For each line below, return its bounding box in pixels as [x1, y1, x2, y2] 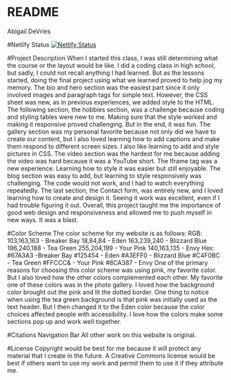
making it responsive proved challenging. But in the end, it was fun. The [7, 120, 211, 128]
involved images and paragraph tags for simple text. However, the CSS [7, 91, 208, 99]
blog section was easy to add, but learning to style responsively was [7, 171, 202, 180]
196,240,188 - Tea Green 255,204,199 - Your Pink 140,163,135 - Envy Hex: [7, 244, 215, 252]
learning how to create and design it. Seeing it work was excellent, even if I [7, 193, 220, 201]
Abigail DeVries [7, 27, 51, 35]
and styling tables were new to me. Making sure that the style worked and [7, 112, 217, 121]
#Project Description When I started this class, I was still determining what [7, 53, 219, 62]
